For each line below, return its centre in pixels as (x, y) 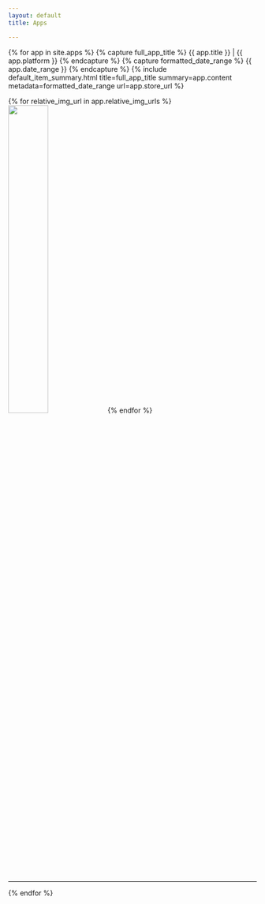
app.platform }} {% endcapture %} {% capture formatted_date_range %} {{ (130, 61)
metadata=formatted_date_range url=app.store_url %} (96, 86)
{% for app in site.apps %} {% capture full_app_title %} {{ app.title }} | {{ (125, 52)
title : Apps (28, 23)
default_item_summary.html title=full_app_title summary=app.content (120, 77)
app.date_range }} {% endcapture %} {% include (88, 69)
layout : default (35, 15)
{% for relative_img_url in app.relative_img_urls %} (90, 101)
